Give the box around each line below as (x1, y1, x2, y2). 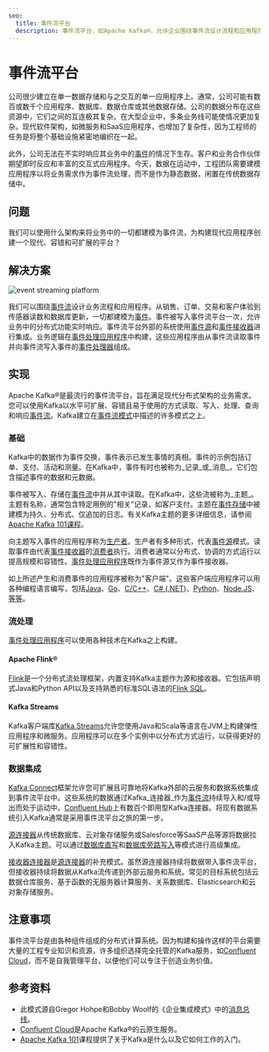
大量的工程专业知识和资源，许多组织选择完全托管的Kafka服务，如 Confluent (8, 945, 256, 955)
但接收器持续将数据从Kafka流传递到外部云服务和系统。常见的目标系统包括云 (8, 867, 259, 877)
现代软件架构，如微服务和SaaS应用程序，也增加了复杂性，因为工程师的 (22, 122, 257, 132)
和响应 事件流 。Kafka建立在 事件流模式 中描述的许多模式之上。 (8, 410, 210, 420)
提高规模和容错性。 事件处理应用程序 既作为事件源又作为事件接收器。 (8, 557, 233, 567)
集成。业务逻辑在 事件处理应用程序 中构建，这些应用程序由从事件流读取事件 (14, 331, 261, 341)
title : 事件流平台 (15, 19, 70, 27)
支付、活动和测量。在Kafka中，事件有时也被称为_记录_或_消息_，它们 (22, 462, 251, 472)
